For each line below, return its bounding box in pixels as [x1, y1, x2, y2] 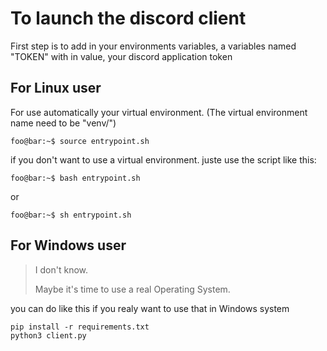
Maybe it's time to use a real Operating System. [34, 283, 231, 295]
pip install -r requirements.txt [10, 322, 150, 332]
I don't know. [34, 263, 89, 276]
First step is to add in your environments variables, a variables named [10, 40, 297, 52]
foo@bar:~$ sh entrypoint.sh [10, 210, 132, 220]
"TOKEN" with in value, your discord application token [10, 50, 233, 62]
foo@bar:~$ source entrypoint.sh [10, 136, 150, 146]
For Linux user [10, 80, 102, 97]
